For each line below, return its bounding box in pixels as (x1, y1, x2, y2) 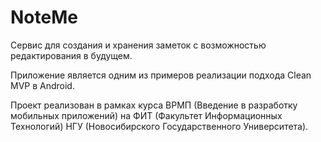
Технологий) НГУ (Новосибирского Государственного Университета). (10, 120, 309, 132)
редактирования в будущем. (10, 49, 133, 61)
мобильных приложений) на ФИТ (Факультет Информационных (10, 109, 283, 121)
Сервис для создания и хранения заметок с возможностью (10, 39, 267, 51)
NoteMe (10, 6, 78, 29)
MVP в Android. (10, 79, 75, 91)
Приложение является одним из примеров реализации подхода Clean (10, 69, 312, 81)
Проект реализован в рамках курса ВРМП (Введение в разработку (10, 99, 298, 111)
